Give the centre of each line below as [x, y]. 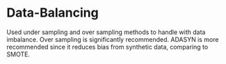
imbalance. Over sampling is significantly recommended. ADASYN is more [113, 39]
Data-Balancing [53, 13]
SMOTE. [18, 54]
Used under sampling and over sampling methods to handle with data [106, 32]
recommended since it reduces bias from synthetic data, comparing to [107, 47]
